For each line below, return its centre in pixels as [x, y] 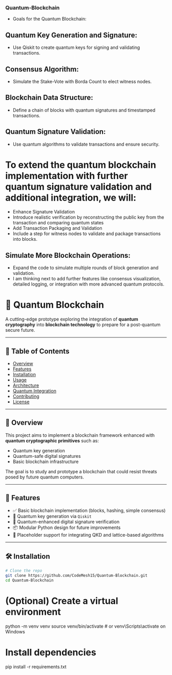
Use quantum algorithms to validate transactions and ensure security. [86, 144]
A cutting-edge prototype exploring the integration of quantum [72, 319]
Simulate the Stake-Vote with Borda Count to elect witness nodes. [82, 81]
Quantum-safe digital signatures [47, 456]
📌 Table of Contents [37, 351]
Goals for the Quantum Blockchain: [50, 19]
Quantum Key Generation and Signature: [71, 35]
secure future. [20, 330]
